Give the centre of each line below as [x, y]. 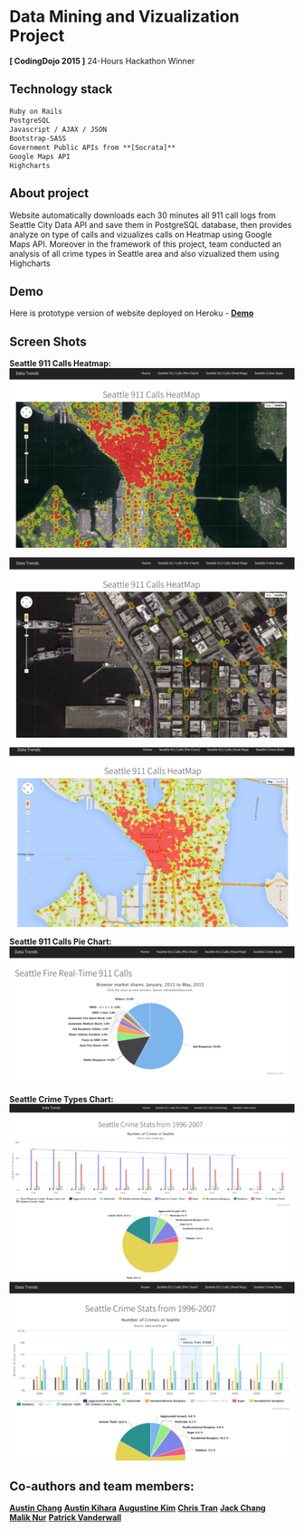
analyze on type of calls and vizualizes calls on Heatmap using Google [141, 234]
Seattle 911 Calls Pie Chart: [61, 941]
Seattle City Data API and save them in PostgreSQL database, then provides [151, 224]
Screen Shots [48, 341]
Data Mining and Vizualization [124, 17]
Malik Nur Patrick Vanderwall [66, 1517]
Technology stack [61, 89]
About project [49, 193]
